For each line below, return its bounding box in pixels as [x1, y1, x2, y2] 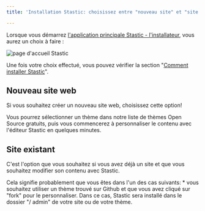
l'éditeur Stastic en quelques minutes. [6, 127, 102, 134]
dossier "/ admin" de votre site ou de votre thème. [6, 198, 133, 205]
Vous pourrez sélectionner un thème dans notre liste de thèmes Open [6, 114, 182, 121]
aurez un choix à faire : [6, 37, 64, 45]
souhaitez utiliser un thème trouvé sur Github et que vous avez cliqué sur [6, 185, 191, 193]
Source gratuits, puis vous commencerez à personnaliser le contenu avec [6, 120, 192, 127]
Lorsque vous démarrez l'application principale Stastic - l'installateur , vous [6, 31, 195, 39]
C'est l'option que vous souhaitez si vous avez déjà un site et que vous [6, 160, 185, 168]
